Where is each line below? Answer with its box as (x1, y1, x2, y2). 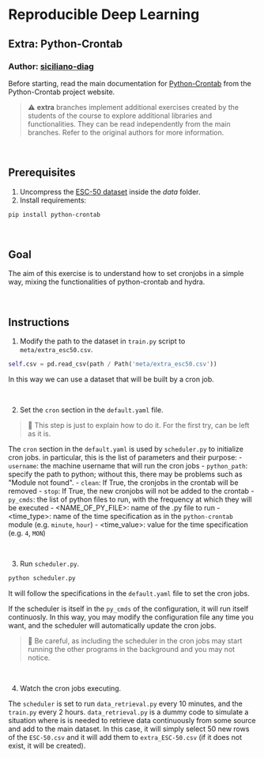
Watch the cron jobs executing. (19, 683, 122, 693)
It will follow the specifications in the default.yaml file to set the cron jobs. (8, 588, 251, 598)
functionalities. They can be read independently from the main (27, 119, 231, 128)
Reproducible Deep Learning (8, 6, 200, 24)
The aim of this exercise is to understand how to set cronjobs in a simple (8, 269, 244, 279)
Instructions (8, 315, 70, 329)
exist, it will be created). (8, 741, 86, 750)
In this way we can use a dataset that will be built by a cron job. (8, 374, 215, 385)
